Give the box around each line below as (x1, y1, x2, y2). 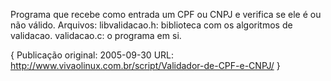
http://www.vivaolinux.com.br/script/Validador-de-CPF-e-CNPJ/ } (10, 60, 281, 71)
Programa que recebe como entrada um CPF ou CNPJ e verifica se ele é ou (10, 9, 322, 20)
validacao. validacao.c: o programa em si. (10, 30, 182, 41)
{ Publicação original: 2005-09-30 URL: (10, 49, 175, 61)
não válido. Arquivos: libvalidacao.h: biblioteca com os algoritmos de (10, 19, 293, 31)
